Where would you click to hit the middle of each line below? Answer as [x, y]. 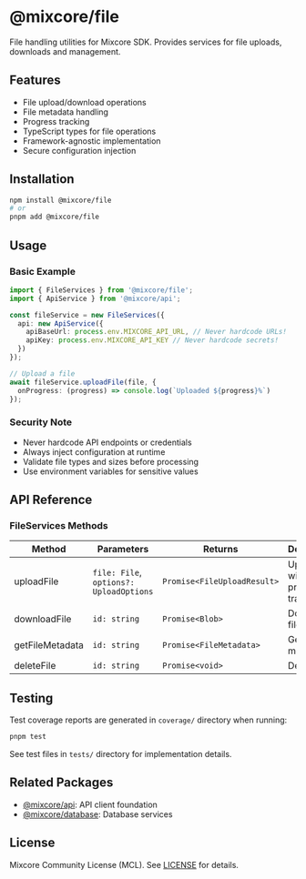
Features [35, 81]
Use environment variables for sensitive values [110, 471]
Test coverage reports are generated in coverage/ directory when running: [148, 720]
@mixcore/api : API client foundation [90, 804]
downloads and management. [65, 51]
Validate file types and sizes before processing [110, 461]
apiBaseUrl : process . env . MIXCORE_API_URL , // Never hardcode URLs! [156, 332]
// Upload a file [42, 374]
